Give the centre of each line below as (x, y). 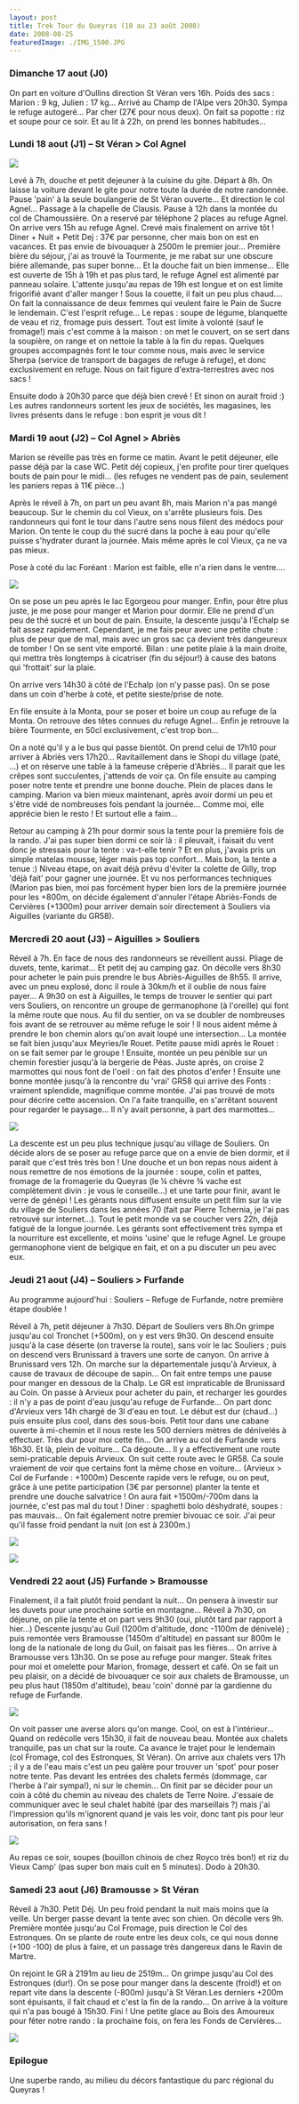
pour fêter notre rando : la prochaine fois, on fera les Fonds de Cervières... (145, 2021)
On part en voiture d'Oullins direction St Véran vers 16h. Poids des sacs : (142, 93)
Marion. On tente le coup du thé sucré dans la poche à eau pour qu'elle (140, 531)
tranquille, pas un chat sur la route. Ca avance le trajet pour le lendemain (142, 1748)
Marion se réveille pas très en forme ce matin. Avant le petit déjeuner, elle (144, 457)
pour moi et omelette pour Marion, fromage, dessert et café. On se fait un (144, 1667)
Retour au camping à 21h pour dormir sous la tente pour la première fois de (147, 831)
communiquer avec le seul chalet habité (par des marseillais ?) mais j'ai (140, 1805)
